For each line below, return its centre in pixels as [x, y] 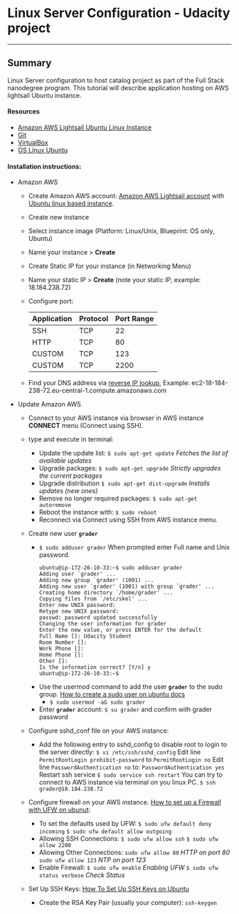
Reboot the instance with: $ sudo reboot [98, 512]
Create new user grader [63, 534]
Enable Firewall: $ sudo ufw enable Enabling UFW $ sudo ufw [128, 868]
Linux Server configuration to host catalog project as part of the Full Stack [116, 80]
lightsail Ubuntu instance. [44, 95]
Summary [30, 63]
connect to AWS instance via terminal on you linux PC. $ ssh [127, 783]
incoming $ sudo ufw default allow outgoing [105, 832]
